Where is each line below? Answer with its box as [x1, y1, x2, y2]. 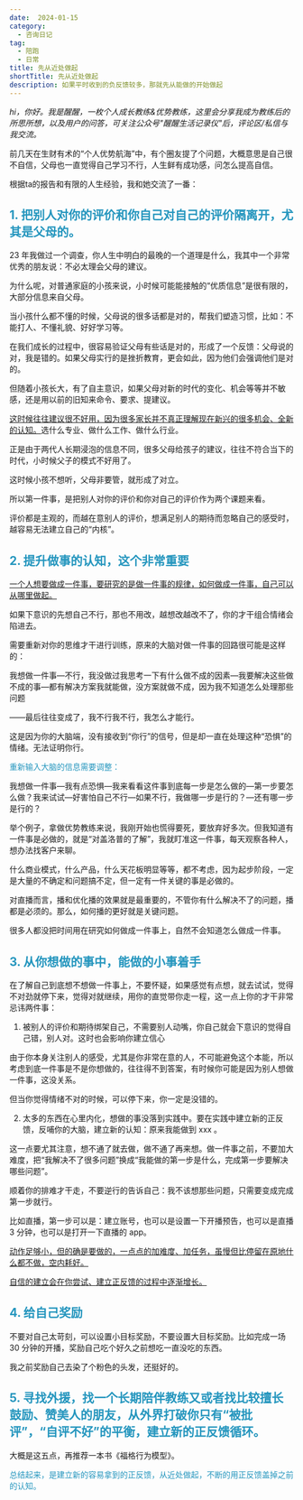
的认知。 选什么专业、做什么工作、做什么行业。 [9, 425, 183, 436]
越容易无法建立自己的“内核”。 [9, 524, 120, 535]
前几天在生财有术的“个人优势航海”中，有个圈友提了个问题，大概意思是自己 [9, 148, 286, 159]
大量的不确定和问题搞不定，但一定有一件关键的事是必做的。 [16, 875, 239, 886]
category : [9, 22, 47, 31]
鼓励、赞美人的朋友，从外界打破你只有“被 [9, 1407, 242, 1422]
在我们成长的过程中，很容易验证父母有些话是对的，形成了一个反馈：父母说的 [9, 341, 294, 352]
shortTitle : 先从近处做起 [9, 72, 99, 81]
